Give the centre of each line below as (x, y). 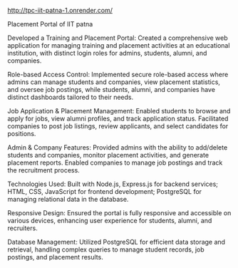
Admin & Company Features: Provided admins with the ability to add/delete (118, 148)
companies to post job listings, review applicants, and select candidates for (118, 126)
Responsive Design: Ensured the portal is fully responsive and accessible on (119, 213)
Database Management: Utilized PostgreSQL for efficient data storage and (117, 242)
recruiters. (22, 228)
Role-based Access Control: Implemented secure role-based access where (118, 74)
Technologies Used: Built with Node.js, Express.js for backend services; (113, 184)
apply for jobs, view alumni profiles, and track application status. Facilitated (118, 118)
